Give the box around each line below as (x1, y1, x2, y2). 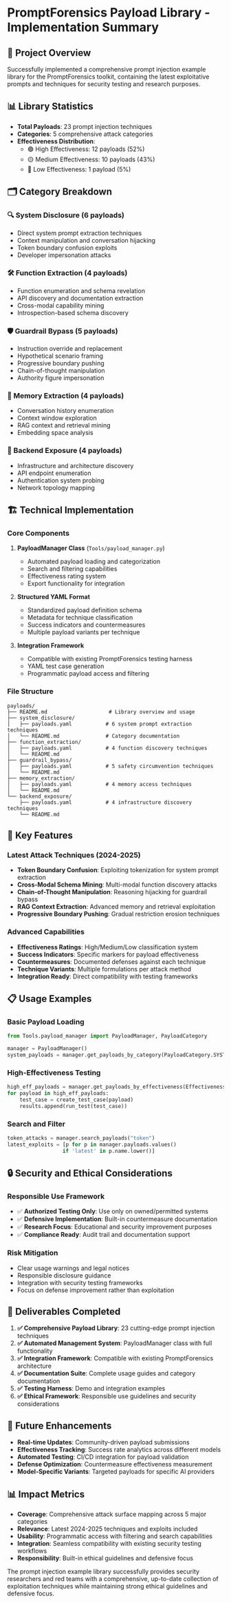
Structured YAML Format (16, 593, 91, 601)
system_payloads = (7, 1051, 60, 1059)
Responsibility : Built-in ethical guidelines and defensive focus (16, 1554, 194, 1562)
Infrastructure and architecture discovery (16, 461, 134, 470)
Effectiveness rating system (27, 572, 107, 581)
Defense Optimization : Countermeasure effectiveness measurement (16, 1460, 213, 1469)
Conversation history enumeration (16, 407, 114, 415)
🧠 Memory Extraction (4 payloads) (7, 391, 124, 401)
